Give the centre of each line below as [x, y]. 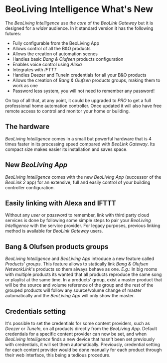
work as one [25, 85]
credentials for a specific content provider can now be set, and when [76, 334]
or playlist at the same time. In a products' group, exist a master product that [84, 280]
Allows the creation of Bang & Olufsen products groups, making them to [86, 80]
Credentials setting [36, 311]
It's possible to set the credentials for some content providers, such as [78, 323]
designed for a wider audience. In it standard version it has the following [79, 28]
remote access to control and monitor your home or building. [68, 111]
